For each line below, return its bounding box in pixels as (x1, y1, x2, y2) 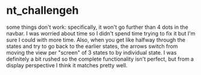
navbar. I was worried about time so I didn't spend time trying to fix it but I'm (6, 29, 196, 37)
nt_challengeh (6, 4, 79, 17)
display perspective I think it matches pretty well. (6, 61, 128, 69)
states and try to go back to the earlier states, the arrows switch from (6, 43, 178, 50)
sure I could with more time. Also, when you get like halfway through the (6, 36, 185, 43)
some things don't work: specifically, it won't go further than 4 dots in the (6, 23, 188, 31)
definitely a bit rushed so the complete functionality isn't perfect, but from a (6, 55, 194, 62)
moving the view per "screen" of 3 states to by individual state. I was (6, 49, 177, 56)
